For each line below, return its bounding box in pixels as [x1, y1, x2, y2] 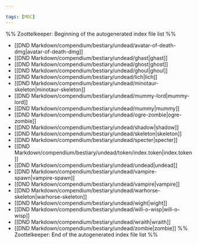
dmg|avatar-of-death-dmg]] [14, 48, 84, 55]
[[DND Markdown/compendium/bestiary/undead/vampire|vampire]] [14, 180, 180, 188]
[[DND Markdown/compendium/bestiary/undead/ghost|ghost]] [14, 61, 168, 68]
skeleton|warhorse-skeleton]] [14, 193, 87, 200]
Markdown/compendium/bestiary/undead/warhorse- [31, 186, 161, 194]
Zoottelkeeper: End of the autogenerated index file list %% [14, 231, 158, 238]
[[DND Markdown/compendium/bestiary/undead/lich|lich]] [14, 73, 158, 80]
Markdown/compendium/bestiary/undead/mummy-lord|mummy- [31, 92, 190, 99]
